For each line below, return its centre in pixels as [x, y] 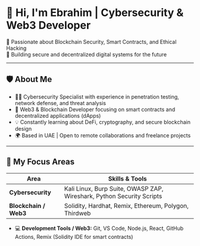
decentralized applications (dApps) [58, 115]
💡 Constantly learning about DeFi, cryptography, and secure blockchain [102, 122]
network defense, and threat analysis [60, 103]
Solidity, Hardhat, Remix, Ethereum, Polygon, [126, 206]
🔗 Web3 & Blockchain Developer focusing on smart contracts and [95, 109]
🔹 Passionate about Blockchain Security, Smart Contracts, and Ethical [91, 42]
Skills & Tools [127, 178]
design [23, 128]
